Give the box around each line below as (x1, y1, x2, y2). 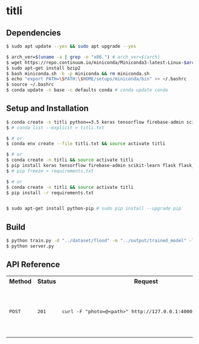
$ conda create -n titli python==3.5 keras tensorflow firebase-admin (6, 119, 184, 125)
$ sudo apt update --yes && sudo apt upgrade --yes (6, 43, 136, 49)
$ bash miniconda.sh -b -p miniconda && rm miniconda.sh (6, 70, 150, 76)
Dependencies (6, 28, 61, 38)
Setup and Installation (6, 104, 89, 114)
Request (134, 277, 158, 285)
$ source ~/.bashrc (6, 82, 54, 88)
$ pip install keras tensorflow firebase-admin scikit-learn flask (6, 163, 176, 169)
